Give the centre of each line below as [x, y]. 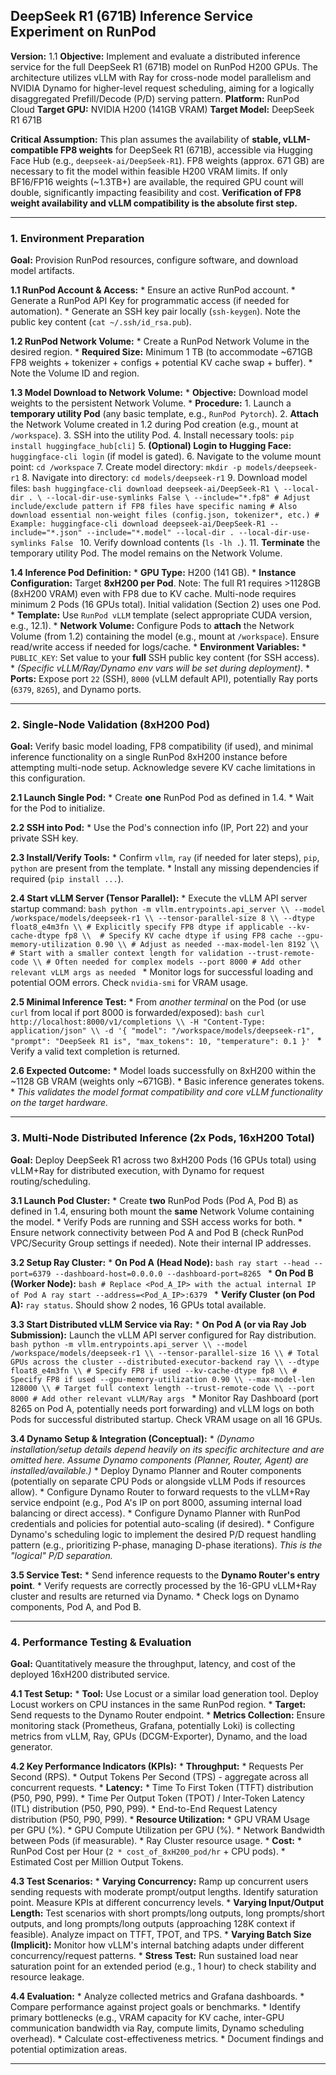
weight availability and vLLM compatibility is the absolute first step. [154, 203]
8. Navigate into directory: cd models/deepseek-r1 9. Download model [164, 478]
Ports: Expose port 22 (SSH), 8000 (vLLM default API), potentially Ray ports [164, 679]
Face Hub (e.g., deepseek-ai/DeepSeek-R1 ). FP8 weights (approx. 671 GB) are [167, 160]
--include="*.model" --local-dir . [160, 533]
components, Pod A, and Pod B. [76, 1606]
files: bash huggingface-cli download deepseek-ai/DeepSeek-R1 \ [145, 488]
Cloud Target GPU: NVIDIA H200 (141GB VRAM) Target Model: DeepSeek [162, 109]
